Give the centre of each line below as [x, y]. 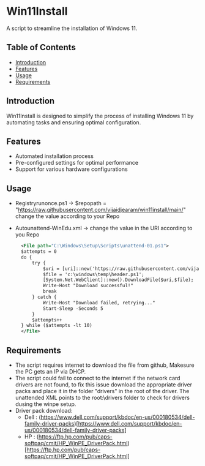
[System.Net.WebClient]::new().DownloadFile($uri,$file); [118, 280]
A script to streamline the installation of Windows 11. [72, 28]
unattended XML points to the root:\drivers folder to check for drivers [102, 397]
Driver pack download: [44, 411]
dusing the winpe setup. [46, 404]
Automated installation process [54, 156]
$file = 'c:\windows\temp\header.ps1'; [94, 274]
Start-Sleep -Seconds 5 [73, 308]
